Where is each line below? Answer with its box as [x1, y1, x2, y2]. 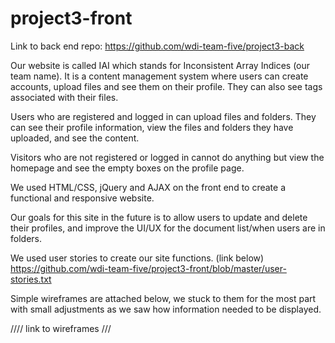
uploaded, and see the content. [10, 132, 140, 144]
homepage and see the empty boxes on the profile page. [10, 162, 245, 174]
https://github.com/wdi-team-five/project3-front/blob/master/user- [10, 262, 287, 274]
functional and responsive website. [10, 192, 155, 204]
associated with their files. [10, 91, 119, 103]
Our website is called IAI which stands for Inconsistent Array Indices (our [10, 59, 311, 71]
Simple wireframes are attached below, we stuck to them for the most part [10, 292, 317, 304]
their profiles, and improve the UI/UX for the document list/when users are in [10, 222, 326, 234]
